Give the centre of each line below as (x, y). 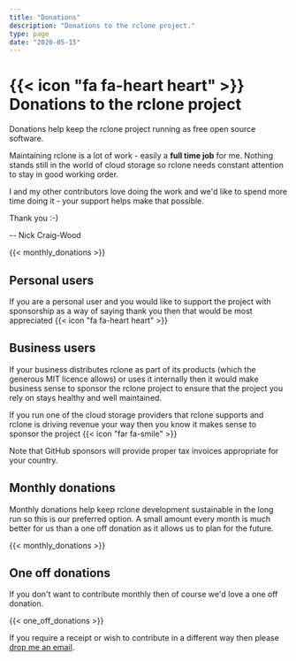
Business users (53, 348)
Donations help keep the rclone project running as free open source (133, 129)
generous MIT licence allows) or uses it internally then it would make (134, 379)
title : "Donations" (45, 17)
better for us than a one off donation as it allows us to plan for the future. (141, 528)
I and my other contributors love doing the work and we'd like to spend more (148, 192)
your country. (34, 460)
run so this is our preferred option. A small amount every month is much (140, 519)
